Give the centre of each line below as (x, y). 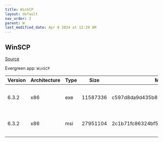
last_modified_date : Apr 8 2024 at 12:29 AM (51, 28)
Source (12, 59)
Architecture (46, 80)
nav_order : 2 (18, 18)
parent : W (15, 23)
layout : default (21, 14)
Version (17, 80)
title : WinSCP (19, 9)
